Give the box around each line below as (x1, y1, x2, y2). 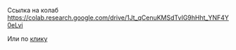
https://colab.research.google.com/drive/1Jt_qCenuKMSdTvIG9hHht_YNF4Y (7, 13, 229, 22)
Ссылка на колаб (7, 6, 58, 14)
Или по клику (7, 35, 48, 43)
